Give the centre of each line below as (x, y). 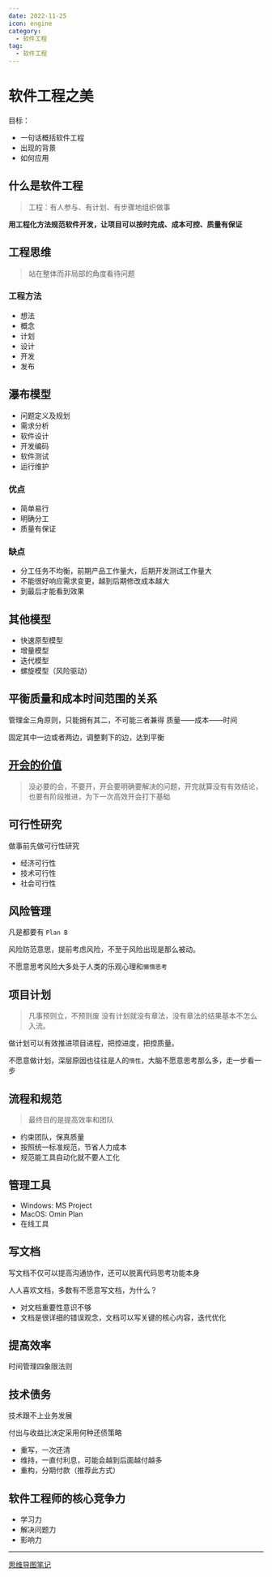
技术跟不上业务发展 (40, 1415)
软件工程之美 (51, 96)
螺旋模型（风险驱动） (55, 671)
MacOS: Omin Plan (51, 1213)
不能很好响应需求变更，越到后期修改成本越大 (95, 581)
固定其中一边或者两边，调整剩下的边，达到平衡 (86, 737)
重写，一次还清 (45, 1450)
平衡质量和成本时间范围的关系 (83, 699)
